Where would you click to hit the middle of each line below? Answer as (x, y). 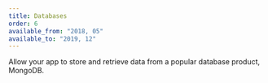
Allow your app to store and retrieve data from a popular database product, (134, 62)
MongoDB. (26, 71)
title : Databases (38, 16)
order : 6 (23, 24)
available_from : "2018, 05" (56, 31)
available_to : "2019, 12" (52, 39)
